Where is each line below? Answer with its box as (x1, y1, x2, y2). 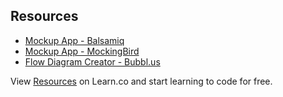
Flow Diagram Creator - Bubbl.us (24, 55, 161, 68)
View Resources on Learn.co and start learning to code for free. (10, 75, 273, 87)
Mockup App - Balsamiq (24, 34, 125, 46)
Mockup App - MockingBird (24, 45, 140, 57)
